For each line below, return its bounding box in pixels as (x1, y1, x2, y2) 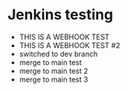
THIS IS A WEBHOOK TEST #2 (19, 40, 121, 50)
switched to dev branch (19, 49, 98, 58)
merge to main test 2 (19, 66, 89, 75)
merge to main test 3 (19, 74, 89, 84)
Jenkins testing (7, 6, 114, 24)
